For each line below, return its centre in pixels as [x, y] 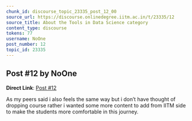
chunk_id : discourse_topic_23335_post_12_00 [61, 11]
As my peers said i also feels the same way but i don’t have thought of [91, 99]
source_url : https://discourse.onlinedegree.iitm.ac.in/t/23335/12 [90, 17]
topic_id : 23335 [26, 50]
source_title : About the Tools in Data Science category [77, 22]
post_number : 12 [26, 45]
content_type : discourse [36, 28]
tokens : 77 [19, 33]
